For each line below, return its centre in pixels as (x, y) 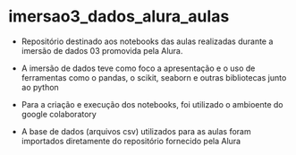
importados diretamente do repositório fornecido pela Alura (131, 141)
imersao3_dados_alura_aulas (119, 17)
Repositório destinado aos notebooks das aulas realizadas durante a (147, 41)
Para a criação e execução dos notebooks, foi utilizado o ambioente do (152, 104)
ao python (40, 87)
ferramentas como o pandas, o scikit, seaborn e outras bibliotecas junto (154, 77)
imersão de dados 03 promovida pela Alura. (102, 50)
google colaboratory (59, 114)
